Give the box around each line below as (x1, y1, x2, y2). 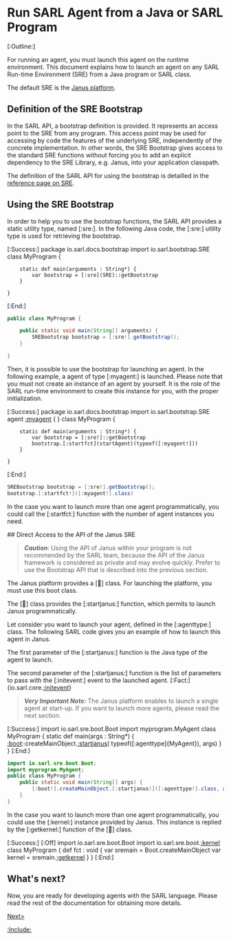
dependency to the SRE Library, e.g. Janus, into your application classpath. (7, 158, 220, 166)
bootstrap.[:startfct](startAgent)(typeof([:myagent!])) (32, 440, 198, 447)
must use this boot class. (7, 586, 78, 594)
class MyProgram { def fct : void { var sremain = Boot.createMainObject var (7, 846, 221, 854)
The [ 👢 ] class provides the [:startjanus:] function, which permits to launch (7, 600, 216, 608)
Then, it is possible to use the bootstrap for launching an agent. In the (7, 364, 204, 373)
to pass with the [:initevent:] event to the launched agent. (7, 676, 169, 684)
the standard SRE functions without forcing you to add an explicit (7, 151, 191, 159)
